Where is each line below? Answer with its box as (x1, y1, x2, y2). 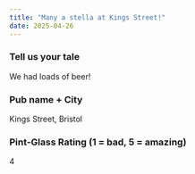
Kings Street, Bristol (9, 113, 83, 125)
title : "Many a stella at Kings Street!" (9, 12, 166, 22)
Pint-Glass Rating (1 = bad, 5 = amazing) (9, 136, 187, 148)
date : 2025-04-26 (9, 21, 74, 30)
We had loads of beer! (9, 70, 91, 81)
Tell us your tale (9, 51, 81, 63)
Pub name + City (9, 93, 83, 105)
